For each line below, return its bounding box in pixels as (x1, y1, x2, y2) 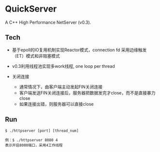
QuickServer (5, 3, 57, 15)
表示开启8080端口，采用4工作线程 (5, 143, 63, 148)
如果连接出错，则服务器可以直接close (19, 101, 94, 107)
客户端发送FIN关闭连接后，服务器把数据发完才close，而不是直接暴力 (19, 90, 156, 95)
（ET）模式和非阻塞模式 (12, 53, 60, 59)
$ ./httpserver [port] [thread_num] (5, 128, 79, 133)
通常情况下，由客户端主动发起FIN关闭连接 (19, 84, 103, 90)
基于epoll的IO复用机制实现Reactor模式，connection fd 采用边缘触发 (12, 47, 147, 53)
